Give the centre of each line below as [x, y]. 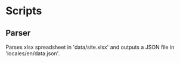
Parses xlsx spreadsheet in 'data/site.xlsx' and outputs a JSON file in [90, 47]
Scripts [24, 11]
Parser [18, 33]
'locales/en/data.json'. [33, 53]
